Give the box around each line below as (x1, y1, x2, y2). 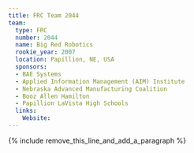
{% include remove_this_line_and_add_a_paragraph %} (8, 136, 187, 145)
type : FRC (15, 26, 47, 34)
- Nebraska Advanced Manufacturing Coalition (15, 84, 168, 93)
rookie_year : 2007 (15, 48, 76, 56)
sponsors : (15, 63, 47, 71)
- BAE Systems (15, 70, 62, 78)
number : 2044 (15, 33, 58, 42)
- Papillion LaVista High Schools (15, 99, 129, 107)
